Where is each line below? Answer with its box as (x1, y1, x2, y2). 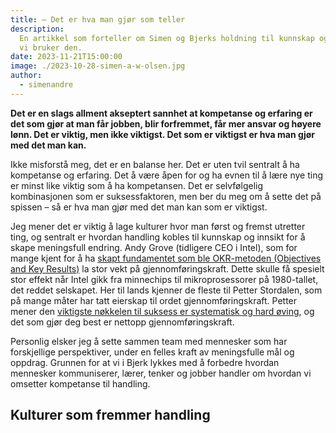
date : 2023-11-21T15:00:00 (10, 52, 123, 62)
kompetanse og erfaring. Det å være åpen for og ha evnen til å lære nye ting (10, 169, 324, 181)
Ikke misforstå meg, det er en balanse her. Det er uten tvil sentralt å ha (10, 158, 300, 170)
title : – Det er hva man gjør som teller (10, 14, 186, 25)
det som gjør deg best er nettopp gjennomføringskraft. (10, 316, 235, 328)
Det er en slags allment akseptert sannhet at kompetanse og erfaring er (10, 107, 313, 119)
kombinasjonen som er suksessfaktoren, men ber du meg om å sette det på (10, 190, 322, 202)
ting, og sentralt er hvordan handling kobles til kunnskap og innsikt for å (10, 231, 306, 243)
